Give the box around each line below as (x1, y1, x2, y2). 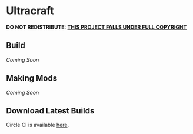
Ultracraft (6, 4, 55, 18)
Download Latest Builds (6, 106, 95, 116)
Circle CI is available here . (6, 122, 69, 129)
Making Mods (6, 73, 58, 83)
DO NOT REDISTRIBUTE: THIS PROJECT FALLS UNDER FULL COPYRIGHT (6, 24, 187, 31)
